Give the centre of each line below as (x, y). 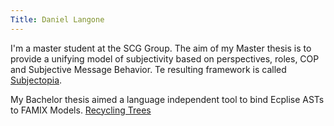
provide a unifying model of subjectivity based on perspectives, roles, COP (165, 58)
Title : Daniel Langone (57, 19)
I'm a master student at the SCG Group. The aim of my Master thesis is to (161, 48)
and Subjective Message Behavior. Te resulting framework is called (148, 69)
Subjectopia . (36, 80)
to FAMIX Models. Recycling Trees (81, 110)
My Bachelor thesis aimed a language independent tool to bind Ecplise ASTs (167, 99)
